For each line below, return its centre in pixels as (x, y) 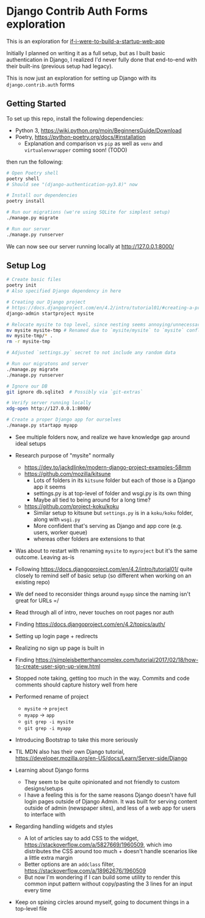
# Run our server (28, 229)
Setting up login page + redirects (56, 636)
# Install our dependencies (42, 195)
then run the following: (34, 162)
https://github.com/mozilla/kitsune (67, 473)
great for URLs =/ (37, 600)
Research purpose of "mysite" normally (65, 455)
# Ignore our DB (27, 386)
